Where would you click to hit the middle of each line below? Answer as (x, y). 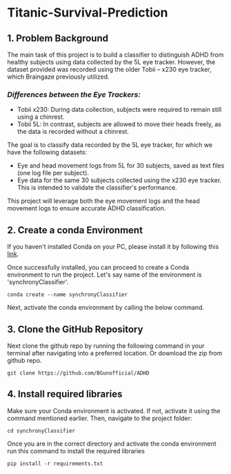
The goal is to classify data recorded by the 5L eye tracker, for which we (110, 145)
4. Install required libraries (65, 394)
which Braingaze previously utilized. (58, 77)
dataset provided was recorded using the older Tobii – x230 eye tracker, (109, 69)
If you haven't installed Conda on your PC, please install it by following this (113, 247)
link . (13, 254)
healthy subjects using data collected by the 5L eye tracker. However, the (111, 62)
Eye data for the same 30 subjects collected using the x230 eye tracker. (119, 180)
